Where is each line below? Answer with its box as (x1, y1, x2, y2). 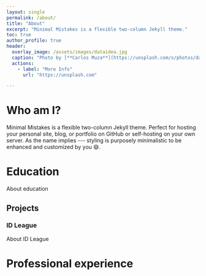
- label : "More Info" (17, 66, 72, 72)
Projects (6, 203, 39, 213)
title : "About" (6, 20, 45, 26)
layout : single (6, 9, 45, 15)
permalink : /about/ (6, 15, 56, 21)
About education (6, 185, 49, 193)
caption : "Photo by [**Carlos (12, 55, 89, 61)
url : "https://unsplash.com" (22, 72, 97, 78)
